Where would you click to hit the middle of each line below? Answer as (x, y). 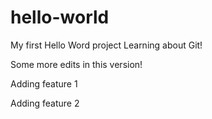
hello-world (60, 17)
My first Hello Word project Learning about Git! (106, 45)
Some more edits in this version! (76, 64)
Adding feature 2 (45, 103)
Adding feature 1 (44, 83)
